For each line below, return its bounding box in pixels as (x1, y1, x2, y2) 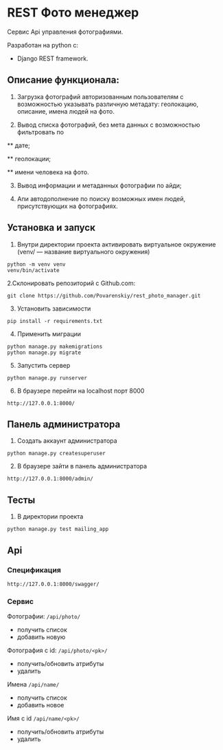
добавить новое (16, 701, 64, 709)
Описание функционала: (7, 74, 120, 86)
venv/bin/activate (7, 267, 60, 273)
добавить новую (16, 633, 66, 641)
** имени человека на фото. (7, 167, 89, 176)
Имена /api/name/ (7, 680, 60, 689)
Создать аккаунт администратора (16, 437, 118, 445)
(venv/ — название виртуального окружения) (16, 247, 150, 256)
